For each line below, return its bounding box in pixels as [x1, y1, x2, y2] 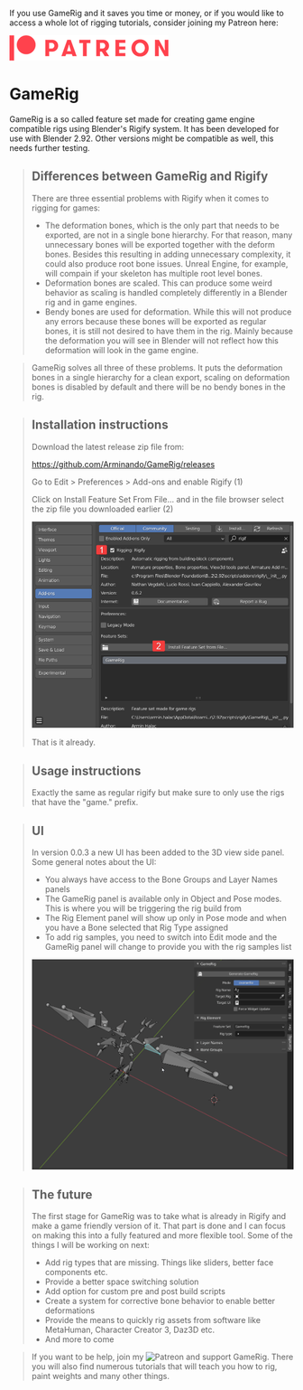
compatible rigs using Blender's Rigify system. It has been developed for [9, 123, 280, 134]
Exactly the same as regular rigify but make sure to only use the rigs [31, 787, 285, 798]
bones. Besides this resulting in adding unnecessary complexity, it [44, 249, 291, 259]
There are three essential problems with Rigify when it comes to [31, 193, 269, 203]
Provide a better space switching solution [44, 1276, 199, 1287]
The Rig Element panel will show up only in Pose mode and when [44, 912, 287, 923]
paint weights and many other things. [31, 1371, 170, 1382]
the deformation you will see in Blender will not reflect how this [44, 334, 280, 346]
